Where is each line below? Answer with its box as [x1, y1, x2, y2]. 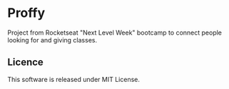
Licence [7, 57, 44, 69]
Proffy [7, 5, 46, 21]
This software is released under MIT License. [7, 75, 141, 83]
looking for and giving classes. [7, 35, 98, 44]
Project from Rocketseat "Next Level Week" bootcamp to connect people [7, 28, 223, 37]
